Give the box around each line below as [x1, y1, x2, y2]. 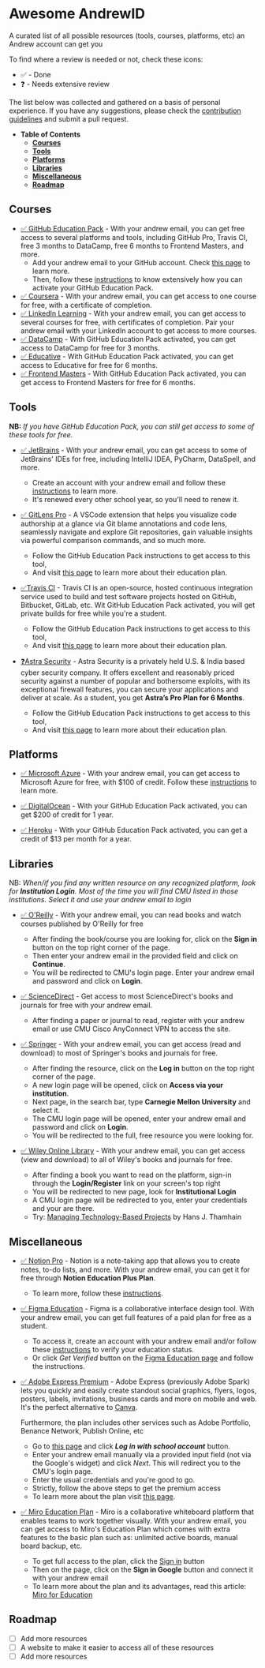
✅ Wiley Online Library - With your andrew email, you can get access [20, 1146, 245, 1156]
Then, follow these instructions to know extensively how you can [32, 274, 243, 284]
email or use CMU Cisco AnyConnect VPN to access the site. [32, 1024, 231, 1034]
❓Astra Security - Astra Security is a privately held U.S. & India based [20, 656, 245, 665]
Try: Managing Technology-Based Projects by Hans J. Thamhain [32, 1213, 242, 1222]
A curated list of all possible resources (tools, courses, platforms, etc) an [9, 31, 245, 40]
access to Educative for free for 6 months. [20, 360, 159, 369]
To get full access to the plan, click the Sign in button [32, 1557, 205, 1565]
